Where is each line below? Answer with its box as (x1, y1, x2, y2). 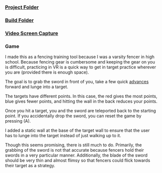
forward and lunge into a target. (5, 84, 68, 90)
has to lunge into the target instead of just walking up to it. (5, 133, 121, 139)
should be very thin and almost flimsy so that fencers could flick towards (5, 157, 150, 163)
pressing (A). (5, 118, 31, 124)
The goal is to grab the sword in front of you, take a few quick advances (5, 79, 149, 85)
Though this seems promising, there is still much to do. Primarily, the (5, 142, 142, 148)
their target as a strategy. (5, 163, 55, 169)
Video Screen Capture (5, 30, 58, 36)
